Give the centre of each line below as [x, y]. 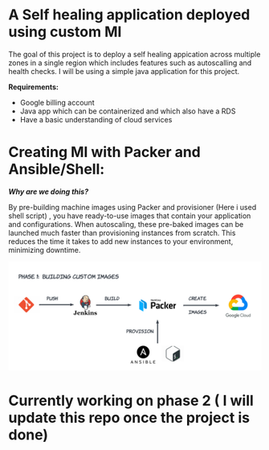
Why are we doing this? [49, 192]
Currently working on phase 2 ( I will [131, 400]
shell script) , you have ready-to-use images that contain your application [130, 216]
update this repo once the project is [129, 417]
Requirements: [33, 87]
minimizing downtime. [45, 250]
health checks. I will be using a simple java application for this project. [124, 71]
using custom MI [65, 32]
